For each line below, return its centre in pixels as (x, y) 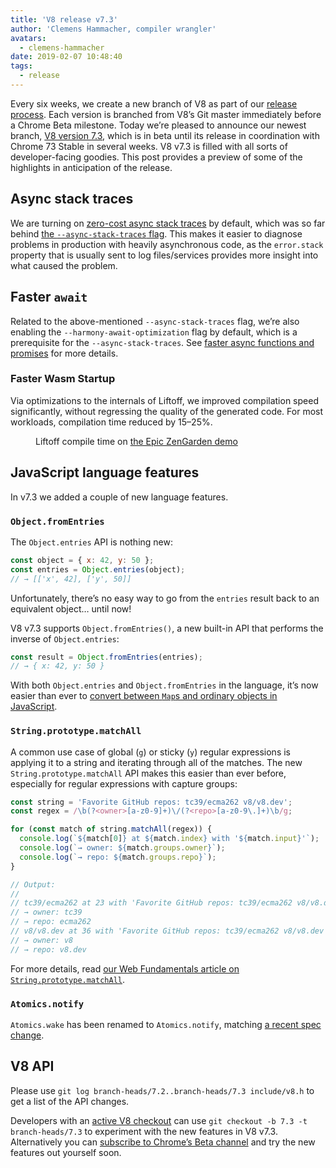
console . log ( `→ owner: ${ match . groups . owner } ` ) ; (122, 848)
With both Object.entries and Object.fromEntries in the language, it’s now (164, 685)
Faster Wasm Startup (63, 379)
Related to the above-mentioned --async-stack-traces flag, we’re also (155, 321)
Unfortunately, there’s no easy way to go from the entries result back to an (165, 598)
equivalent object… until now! (71, 608)
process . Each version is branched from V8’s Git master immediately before (166, 114)
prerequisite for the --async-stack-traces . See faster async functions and (162, 342)
